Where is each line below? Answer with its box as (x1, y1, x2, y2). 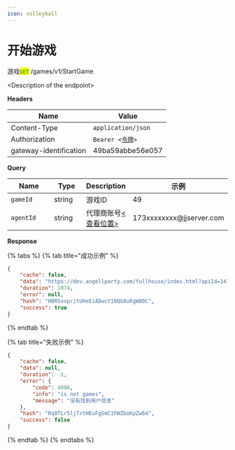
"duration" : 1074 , (20, 284, 73, 292)
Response (7, 237, 37, 245)
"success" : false (20, 416, 71, 423)
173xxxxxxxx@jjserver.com (132, 212, 225, 222)
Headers (7, 94, 33, 103)
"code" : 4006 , (32, 384, 73, 391)
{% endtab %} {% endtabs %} (7, 436, 94, 444)
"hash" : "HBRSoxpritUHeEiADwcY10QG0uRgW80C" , (20, 298, 155, 305)
